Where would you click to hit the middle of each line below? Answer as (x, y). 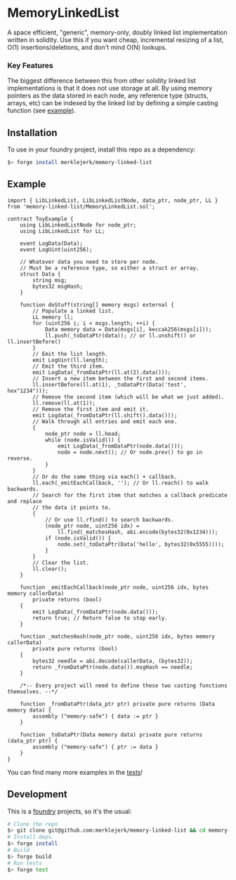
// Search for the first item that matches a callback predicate (130, 495)
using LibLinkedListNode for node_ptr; (78, 225)
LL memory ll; (53, 317)
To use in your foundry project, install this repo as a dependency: (101, 149)
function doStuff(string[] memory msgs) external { (97, 305)
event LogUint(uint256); (56, 249)
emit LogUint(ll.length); (71, 360)
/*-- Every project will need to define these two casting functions (124, 686)
